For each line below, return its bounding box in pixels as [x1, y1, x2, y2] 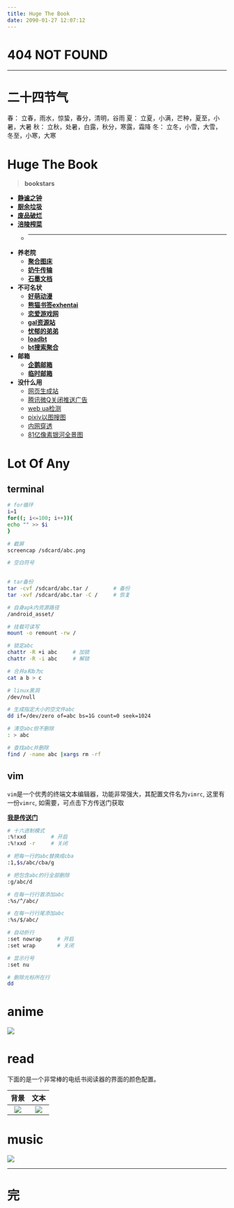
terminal [7, 483, 45, 495]
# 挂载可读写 [7, 623, 40, 630]
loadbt [27, 335, 47, 343]
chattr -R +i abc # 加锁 [7, 649, 90, 656]
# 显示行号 [7, 954, 35, 961]
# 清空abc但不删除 [7, 725, 54, 732]
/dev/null [7, 693, 36, 701]
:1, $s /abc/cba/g [7, 859, 54, 866]
